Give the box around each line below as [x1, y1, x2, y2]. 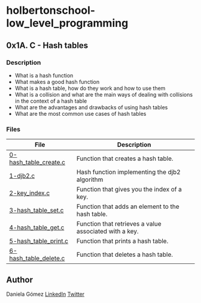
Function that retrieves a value [76, 220, 162, 228]
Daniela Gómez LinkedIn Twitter [6, 290, 85, 298]
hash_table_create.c [9, 158, 66, 167]
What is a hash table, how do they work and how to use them [14, 85, 166, 92]
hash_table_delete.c [9, 254, 65, 263]
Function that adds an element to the [76, 202, 179, 211]
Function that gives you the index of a [76, 185, 182, 194]
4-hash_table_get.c [9, 223, 65, 232]
